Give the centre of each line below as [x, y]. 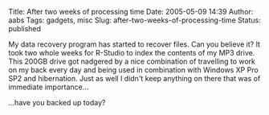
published [25, 29]
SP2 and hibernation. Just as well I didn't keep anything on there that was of [134, 78]
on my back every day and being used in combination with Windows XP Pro [133, 70]
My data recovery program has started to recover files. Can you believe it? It [134, 44]
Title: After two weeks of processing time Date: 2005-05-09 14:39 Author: [131, 12]
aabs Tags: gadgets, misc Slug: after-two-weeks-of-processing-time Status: [134, 20]
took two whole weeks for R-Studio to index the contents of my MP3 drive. [132, 53]
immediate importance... [49, 87]
